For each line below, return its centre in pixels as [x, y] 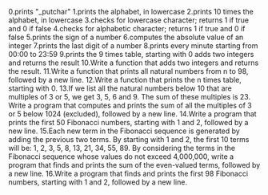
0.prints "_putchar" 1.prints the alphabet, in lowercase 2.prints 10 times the [131, 12]
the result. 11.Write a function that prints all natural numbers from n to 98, [128, 71]
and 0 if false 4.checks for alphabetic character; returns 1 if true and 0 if [127, 28]
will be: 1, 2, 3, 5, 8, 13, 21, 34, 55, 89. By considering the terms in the [122, 148]
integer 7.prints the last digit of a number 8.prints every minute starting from [133, 46]
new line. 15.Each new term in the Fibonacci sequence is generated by [124, 131]
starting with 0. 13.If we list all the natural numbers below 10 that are [120, 88]
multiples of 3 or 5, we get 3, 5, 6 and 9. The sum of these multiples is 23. [129, 97]
